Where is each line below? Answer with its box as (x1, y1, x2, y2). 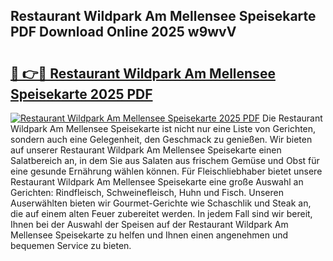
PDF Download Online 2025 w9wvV (10, 24, 237, 41)
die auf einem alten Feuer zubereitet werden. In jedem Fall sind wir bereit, (10, 208, 313, 219)
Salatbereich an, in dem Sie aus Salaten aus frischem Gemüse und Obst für (10, 155, 320, 166)
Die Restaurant (262, 112, 323, 124)
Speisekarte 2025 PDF (10, 85, 153, 103)
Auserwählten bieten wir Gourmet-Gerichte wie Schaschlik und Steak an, (10, 197, 312, 209)
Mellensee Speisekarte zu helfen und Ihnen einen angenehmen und (10, 229, 289, 241)
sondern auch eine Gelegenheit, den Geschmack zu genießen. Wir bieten (10, 134, 313, 145)
